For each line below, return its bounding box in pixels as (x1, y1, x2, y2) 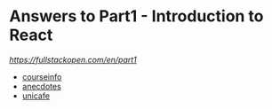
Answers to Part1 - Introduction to (9, 6, 264, 27)
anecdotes (21, 81, 62, 91)
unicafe (21, 90, 51, 101)
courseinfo (21, 71, 62, 82)
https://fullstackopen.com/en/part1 (9, 54, 138, 65)
